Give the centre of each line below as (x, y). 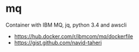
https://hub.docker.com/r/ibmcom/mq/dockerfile (73, 36)
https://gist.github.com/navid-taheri (58, 43)
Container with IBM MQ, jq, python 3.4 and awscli (66, 25)
